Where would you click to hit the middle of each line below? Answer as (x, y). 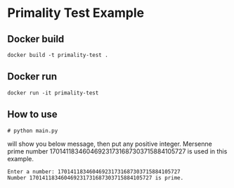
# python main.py (33, 131)
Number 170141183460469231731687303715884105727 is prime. (96, 177)
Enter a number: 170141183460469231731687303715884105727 (94, 171)
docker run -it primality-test (53, 93)
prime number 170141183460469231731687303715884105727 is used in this (117, 151)
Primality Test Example (76, 13)
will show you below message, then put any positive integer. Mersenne (110, 144)
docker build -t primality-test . (58, 55)
